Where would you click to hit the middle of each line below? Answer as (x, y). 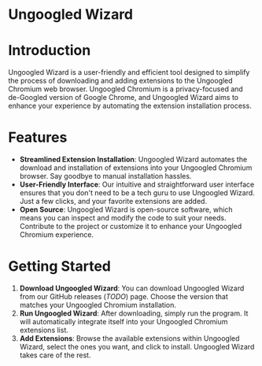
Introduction (50, 51)
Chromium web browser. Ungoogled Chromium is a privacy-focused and (126, 89)
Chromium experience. (57, 235)
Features (38, 137)
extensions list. (44, 330)
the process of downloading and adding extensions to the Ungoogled (121, 81)
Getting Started (60, 266)
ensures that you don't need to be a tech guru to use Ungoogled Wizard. (137, 193)
